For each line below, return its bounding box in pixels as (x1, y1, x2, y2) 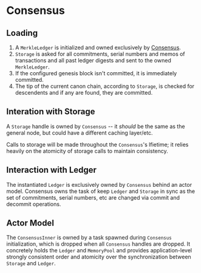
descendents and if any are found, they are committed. (15, 89, 153, 96)
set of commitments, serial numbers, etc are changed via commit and (6, 194, 180, 201)
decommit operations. (6, 200, 61, 207)
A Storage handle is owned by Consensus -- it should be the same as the (6, 123, 185, 130)
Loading (6, 28, 38, 38)
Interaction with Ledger (6, 165, 97, 175)
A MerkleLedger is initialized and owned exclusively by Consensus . (15, 44, 181, 51)
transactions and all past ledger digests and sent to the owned (15, 57, 171, 64)
